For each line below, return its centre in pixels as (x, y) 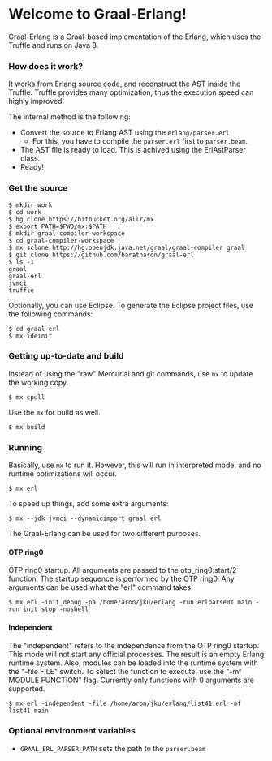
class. (30, 158)
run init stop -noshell (49, 609)
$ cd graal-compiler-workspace (61, 240)
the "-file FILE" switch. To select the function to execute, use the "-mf (125, 671)
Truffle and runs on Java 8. (54, 45)
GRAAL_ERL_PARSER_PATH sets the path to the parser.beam (113, 748)
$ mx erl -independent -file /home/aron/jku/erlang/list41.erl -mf (125, 703)
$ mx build (27, 427)
